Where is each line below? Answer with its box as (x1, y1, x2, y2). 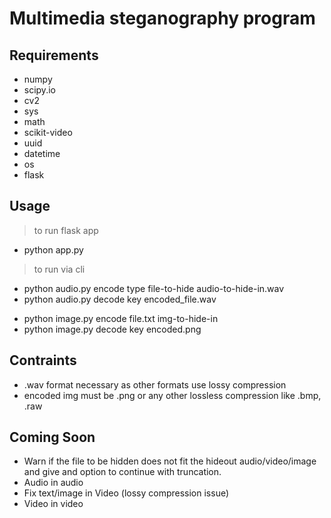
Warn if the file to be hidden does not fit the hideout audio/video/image (23, 455, 317, 467)
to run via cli (33, 263, 86, 275)
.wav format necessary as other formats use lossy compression (23, 378, 287, 391)
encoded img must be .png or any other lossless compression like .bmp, (23, 389, 322, 401)
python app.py (23, 243, 84, 256)
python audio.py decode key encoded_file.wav (23, 293, 217, 305)
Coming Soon (9, 429, 96, 446)
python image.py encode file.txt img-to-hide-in (23, 312, 219, 324)
